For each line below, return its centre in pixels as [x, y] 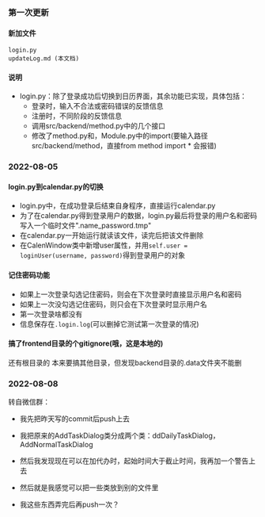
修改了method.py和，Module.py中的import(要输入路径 [119, 136]
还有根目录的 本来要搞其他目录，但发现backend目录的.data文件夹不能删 [125, 362]
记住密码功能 [29, 275]
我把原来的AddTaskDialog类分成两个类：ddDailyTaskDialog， [119, 436]
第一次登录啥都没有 [51, 314]
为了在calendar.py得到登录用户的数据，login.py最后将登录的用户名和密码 [138, 216]
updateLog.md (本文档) [44, 59]
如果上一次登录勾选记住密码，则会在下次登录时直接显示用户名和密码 [131, 294]
